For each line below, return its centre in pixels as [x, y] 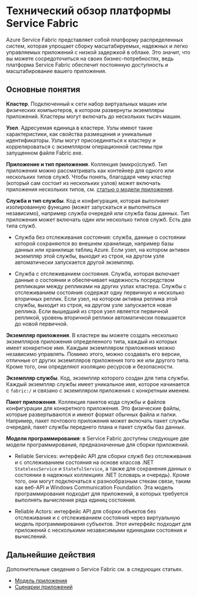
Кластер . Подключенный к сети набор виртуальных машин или [87, 104]
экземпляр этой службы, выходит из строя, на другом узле [89, 256]
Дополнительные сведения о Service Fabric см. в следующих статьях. [95, 569]
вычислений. [31, 536]
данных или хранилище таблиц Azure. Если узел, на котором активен [102, 249]
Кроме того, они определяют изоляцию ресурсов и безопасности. [90, 366]
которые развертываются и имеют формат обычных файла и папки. [92, 414]
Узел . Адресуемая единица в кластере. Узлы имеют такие [79, 127]
